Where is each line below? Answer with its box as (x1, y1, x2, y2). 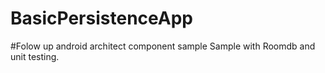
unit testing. (10, 50, 60, 62)
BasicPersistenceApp (10, 7, 193, 30)
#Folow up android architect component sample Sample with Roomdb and (10, 40, 316, 52)
